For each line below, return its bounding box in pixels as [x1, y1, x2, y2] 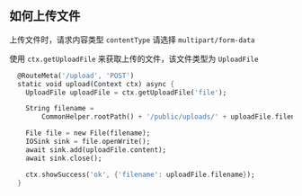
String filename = [25, 104, 94, 113]
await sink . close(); [25, 154, 102, 163]
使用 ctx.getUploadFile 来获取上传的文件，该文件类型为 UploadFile [9, 53, 259, 64]
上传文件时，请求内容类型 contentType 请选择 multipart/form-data [9, 34, 255, 45]
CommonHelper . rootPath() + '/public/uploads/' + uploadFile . [41, 112, 276, 121]
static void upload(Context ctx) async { [17, 79, 175, 88]
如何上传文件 [9, 8, 81, 24]
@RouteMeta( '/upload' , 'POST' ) [17, 71, 135, 80]
